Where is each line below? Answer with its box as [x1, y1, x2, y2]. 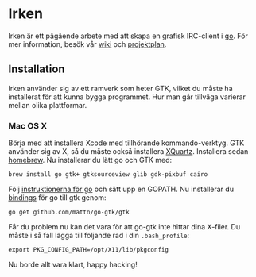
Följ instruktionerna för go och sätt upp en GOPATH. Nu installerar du [8, 184, 235, 194]
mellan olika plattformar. [8, 100, 87, 110]
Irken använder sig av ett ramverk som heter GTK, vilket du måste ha [8, 83, 233, 93]
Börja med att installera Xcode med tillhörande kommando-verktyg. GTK [8, 138, 245, 148]
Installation [8, 63, 65, 76]
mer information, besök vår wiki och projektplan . [8, 39, 167, 48]
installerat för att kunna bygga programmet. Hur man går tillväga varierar [8, 92, 246, 102]
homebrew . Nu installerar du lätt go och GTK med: [8, 156, 173, 165]
